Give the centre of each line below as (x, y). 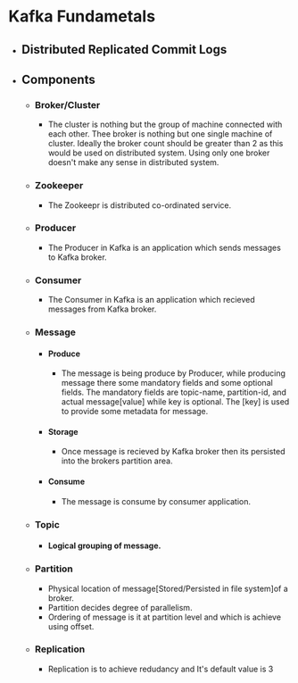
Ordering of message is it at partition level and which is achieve (165, 617)
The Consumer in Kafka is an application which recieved (151, 300)
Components (58, 79)
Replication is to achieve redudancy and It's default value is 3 (161, 669)
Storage (63, 431)
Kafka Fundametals (82, 17)
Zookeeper (59, 186)
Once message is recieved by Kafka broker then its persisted (173, 452)
